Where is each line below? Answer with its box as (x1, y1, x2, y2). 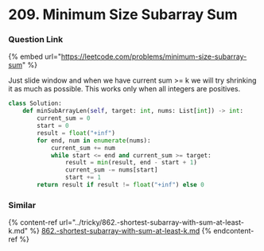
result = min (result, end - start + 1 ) (64, 159, 197, 167)
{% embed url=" (8, 52, 62, 61)
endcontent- (213, 226, 254, 236)
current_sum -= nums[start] (64, 166, 158, 174)
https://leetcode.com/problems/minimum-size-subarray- (60, 52, 247, 61)
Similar (8, 199, 37, 210)
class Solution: (8, 99, 62, 108)
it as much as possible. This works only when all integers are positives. (8, 84, 241, 94)
